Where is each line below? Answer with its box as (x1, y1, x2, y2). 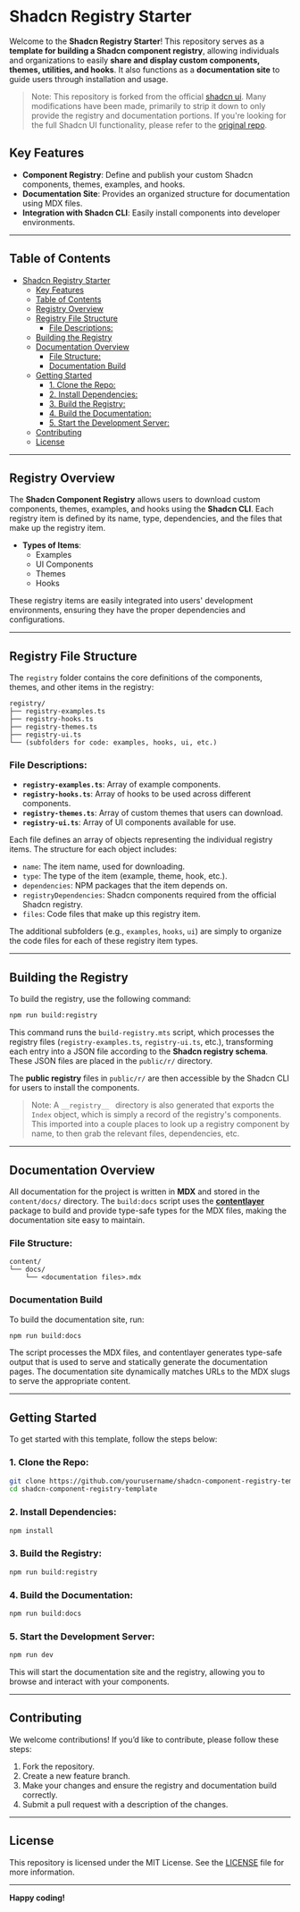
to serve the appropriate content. (9, 1376, 131, 1386)
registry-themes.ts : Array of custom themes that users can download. (21, 807, 284, 819)
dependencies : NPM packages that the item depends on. (21, 880, 228, 891)
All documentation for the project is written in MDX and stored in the (9, 1186, 261, 1197)
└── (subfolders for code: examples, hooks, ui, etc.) (9, 738, 218, 747)
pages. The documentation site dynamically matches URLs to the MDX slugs (9, 1366, 290, 1377)
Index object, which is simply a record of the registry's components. (30, 1109, 282, 1120)
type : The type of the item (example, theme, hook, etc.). (21, 871, 228, 881)
